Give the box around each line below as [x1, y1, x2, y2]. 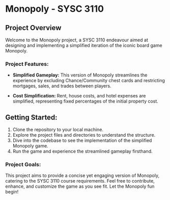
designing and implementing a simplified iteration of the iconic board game [5, 42, 162, 48]
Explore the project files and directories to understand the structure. [12, 132, 156, 138]
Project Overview [5, 23, 62, 32]
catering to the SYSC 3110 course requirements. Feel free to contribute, [5, 178, 155, 184]
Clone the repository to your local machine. [12, 127, 103, 133]
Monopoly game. [12, 143, 48, 149]
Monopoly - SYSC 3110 [5, 3, 104, 15]
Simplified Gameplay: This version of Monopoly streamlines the [12, 72, 148, 78]
